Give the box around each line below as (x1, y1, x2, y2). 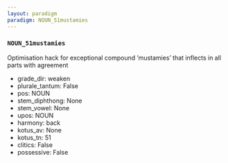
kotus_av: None (17, 126, 62, 134)
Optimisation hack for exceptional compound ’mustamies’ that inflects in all (7, 53, 222, 62)
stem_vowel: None (17, 103, 70, 112)
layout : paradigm (7, 10, 58, 17)
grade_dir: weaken (17, 74, 71, 83)
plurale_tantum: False (17, 81, 78, 90)
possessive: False (17, 148, 69, 156)
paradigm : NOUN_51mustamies (7, 17, 89, 24)
